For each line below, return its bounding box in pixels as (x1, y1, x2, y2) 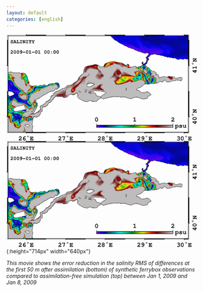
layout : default (6, 10, 47, 16)
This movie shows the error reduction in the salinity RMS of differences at (6, 259, 190, 267)
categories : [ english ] (6, 16, 63, 22)
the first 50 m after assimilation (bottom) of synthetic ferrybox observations (6, 265, 195, 273)
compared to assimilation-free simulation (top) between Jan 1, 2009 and (6, 272, 188, 279)
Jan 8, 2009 (6, 279, 37, 286)
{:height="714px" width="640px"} (6, 247, 91, 254)
